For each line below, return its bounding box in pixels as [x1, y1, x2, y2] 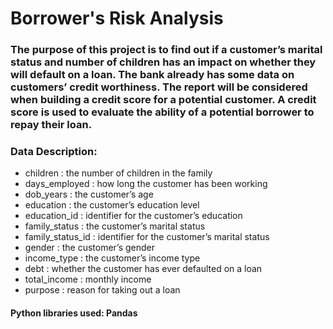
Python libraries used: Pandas [10, 307, 138, 319]
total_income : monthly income [24, 273, 152, 286]
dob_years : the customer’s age [24, 188, 154, 201]
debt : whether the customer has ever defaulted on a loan [24, 263, 263, 275]
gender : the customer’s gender [24, 242, 156, 254]
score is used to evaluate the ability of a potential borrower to [10, 105, 315, 119]
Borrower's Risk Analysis [10, 7, 224, 30]
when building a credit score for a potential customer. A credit [10, 93, 317, 107]
